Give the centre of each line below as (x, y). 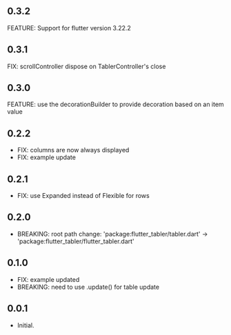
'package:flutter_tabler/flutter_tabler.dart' (76, 241)
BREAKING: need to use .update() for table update (88, 287)
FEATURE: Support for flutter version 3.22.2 (69, 28)
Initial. (26, 325)
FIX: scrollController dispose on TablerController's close (87, 66)
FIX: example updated (48, 279)
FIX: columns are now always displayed (73, 150)
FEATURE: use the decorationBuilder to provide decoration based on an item (115, 104)
